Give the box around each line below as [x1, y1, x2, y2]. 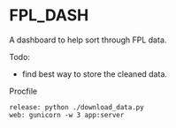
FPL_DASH [9, 5, 89, 26]
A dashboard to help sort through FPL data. [9, 34, 167, 45]
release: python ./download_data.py [9, 102, 144, 111]
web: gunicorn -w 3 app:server [9, 110, 125, 119]
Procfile [9, 86, 38, 96]
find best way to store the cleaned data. [21, 68, 168, 79]
